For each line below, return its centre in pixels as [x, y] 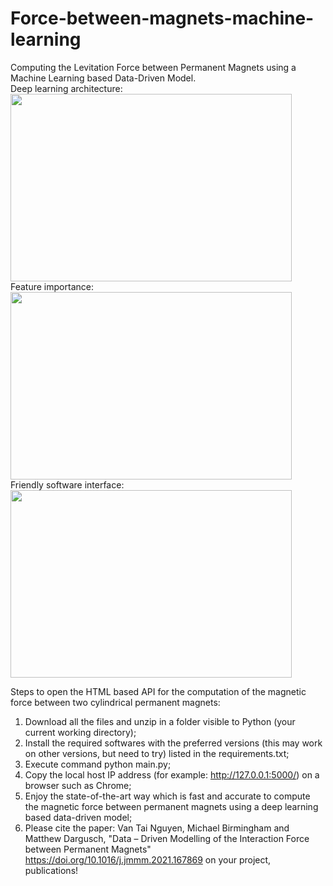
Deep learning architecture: [66, 88]
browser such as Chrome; [78, 785]
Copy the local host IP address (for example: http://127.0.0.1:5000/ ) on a [172, 774]
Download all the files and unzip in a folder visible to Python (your [160, 721]
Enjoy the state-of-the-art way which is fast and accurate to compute [167, 796]
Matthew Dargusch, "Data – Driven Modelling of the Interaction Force [167, 838]
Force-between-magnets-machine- [162, 18]
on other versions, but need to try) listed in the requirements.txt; [157, 753]
